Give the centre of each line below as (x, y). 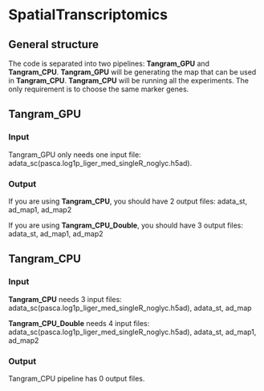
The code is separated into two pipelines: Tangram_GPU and (109, 63)
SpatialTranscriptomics (88, 15)
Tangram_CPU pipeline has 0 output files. (77, 378)
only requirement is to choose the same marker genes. (99, 89)
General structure (53, 44)
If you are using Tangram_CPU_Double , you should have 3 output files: (126, 225)
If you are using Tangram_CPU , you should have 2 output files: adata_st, (128, 201)
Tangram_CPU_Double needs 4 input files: (79, 323)
